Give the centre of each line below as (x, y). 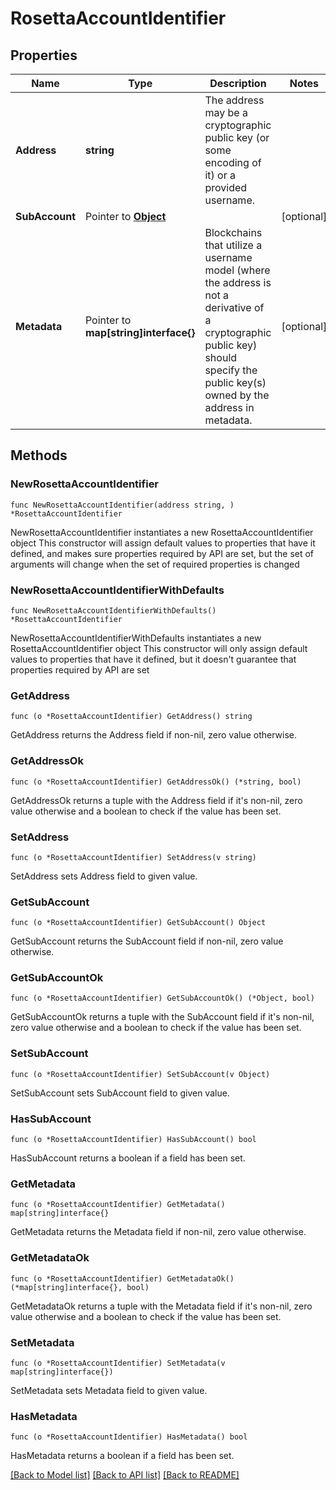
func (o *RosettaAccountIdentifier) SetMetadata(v (118, 1363)
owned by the (237, 395)
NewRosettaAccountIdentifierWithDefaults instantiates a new (136, 638)
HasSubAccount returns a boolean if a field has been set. (128, 1158)
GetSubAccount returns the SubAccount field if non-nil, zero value (147, 941)
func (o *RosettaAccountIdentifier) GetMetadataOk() (122, 1278)
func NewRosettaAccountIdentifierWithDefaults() (113, 610)
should (221, 357)
